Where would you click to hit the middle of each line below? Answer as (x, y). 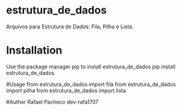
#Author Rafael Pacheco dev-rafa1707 (52, 102)
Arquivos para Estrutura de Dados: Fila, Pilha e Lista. (70, 26)
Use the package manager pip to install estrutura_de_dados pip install (91, 66)
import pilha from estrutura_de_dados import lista (66, 90)
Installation (34, 50)
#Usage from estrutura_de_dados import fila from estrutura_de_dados (91, 84)
